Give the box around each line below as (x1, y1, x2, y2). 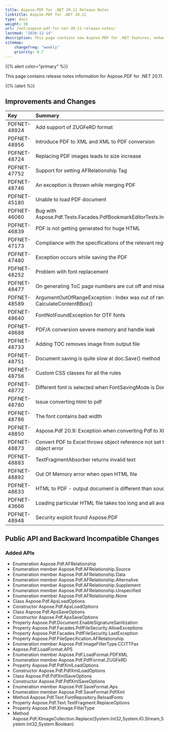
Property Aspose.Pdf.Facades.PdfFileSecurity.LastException (12, 630, 138, 636)
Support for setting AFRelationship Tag (35, 167, 127, 174)
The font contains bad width (35, 413, 102, 420)
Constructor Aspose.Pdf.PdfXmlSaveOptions (12, 678, 106, 684)
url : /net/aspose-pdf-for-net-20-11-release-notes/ (5, 26, 116, 31)
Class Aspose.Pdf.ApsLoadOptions (12, 598, 86, 604)
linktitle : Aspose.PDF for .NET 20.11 (5, 12, 87, 17)
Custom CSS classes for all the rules (35, 370, 122, 377)
